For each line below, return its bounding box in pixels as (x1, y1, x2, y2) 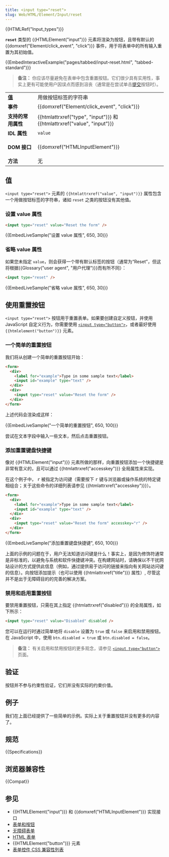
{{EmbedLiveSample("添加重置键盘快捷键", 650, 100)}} (5, 540, 119, 546)
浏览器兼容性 (5, 765, 45, 773)
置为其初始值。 (5, 49, 36, 55)
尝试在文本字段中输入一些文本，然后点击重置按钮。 (5, 433, 111, 439)
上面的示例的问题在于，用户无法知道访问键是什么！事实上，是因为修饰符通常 (5, 551, 164, 557)
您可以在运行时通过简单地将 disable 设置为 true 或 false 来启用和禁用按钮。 (5, 628, 163, 634)
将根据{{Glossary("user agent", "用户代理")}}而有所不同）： (5, 264, 127, 271)
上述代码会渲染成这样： (5, 411, 54, 417)
